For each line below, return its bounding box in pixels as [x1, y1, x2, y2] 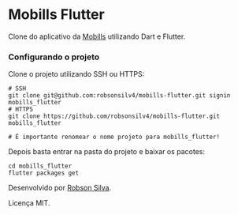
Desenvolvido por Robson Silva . [8, 183, 112, 193]
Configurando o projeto [8, 51, 100, 62]
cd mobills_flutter [8, 162, 73, 171]
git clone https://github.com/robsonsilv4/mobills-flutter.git [8, 112, 221, 120]
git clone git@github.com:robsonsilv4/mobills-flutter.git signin [8, 92, 231, 100]
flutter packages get [8, 169, 80, 177]
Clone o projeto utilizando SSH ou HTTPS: [8, 70, 145, 79]
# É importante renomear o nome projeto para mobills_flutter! [8, 133, 221, 141]
